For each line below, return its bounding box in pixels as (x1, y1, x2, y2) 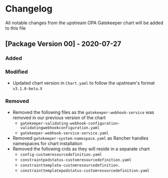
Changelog (5, 3, 53, 15)
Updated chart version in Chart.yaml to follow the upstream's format (12, 80, 155, 86)
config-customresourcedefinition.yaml (20, 152, 102, 157)
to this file (5, 25, 26, 31)
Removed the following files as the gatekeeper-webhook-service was (12, 109, 154, 115)
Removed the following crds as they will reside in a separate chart (12, 146, 150, 152)
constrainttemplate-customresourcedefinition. (20, 162, 120, 168)
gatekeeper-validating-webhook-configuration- (20, 121, 120, 126)
